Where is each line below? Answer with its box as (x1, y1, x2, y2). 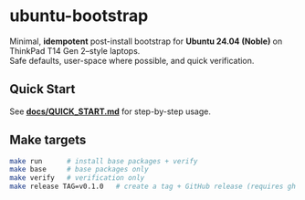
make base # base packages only (9, 165, 149, 174)
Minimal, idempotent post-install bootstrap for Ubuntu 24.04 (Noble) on (9, 36, 283, 47)
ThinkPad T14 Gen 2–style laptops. (9, 45, 141, 56)
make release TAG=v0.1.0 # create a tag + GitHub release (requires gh (9, 182, 297, 192)
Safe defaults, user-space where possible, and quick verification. (9, 55, 255, 66)
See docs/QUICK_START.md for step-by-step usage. (9, 106, 212, 117)
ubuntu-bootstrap (9, 5, 149, 26)
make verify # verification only (9, 174, 145, 183)
